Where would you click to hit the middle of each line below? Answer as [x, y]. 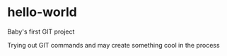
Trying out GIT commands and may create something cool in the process [114, 45]
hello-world [42, 12]
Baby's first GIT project [41, 31]
